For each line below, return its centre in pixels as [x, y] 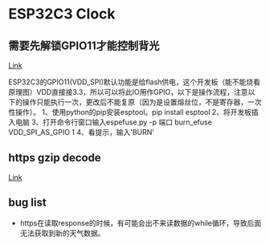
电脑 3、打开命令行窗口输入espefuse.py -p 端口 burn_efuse [114, 122]
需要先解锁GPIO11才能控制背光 [84, 45]
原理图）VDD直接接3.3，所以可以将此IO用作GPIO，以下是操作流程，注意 [128, 92]
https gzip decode [55, 158]
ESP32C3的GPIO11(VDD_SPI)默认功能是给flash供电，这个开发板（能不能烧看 [135, 82]
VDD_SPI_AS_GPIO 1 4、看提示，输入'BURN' [82, 132]
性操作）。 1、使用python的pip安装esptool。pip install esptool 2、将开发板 [130, 112]
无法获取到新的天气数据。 [62, 233]
